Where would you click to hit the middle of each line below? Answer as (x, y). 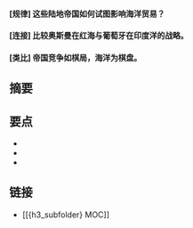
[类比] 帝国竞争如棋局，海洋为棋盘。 (76, 57)
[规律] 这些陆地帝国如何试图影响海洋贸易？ (87, 13)
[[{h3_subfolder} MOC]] (65, 215)
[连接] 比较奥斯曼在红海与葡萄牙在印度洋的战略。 (99, 36)
